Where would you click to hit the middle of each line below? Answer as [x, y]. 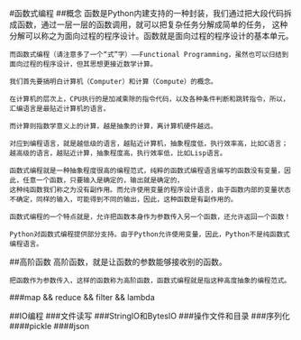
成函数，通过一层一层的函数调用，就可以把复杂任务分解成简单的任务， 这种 [149, 24]
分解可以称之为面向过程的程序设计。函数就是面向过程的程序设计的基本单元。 [151, 36]
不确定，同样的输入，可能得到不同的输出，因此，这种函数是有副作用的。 [123, 199]
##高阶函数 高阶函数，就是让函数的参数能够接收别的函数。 [118, 262]
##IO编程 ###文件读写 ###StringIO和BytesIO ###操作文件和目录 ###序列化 [150, 316]
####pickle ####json [50, 326]
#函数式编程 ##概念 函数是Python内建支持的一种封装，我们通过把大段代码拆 [151, 13]
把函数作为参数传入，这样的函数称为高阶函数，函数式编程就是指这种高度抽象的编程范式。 [150, 280]
